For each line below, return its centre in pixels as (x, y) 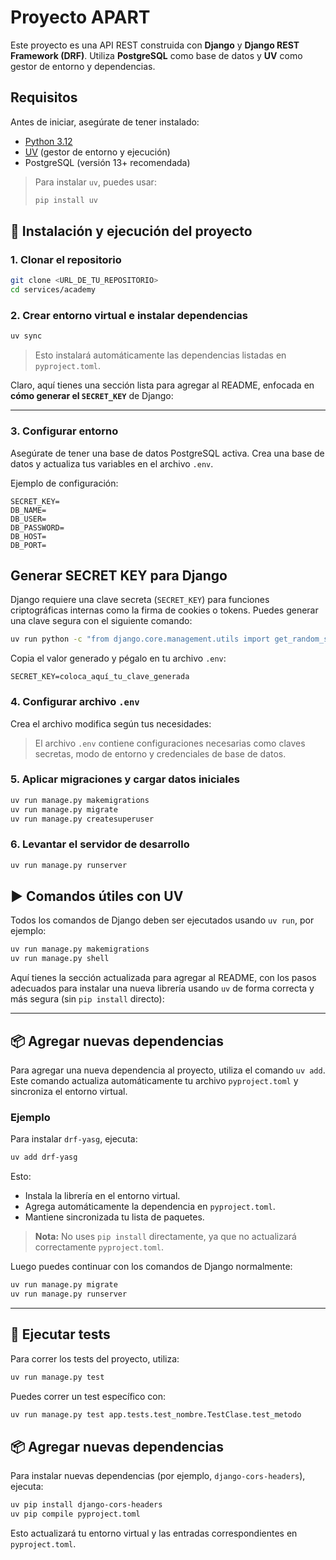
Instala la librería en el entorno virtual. (102, 1196)
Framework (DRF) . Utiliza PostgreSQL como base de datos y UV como (156, 55)
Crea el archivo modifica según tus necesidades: (111, 723)
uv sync (26, 336)
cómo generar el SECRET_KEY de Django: (92, 396)
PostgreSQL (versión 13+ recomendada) (107, 162)
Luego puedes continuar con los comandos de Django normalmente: (151, 1267)
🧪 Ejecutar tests (60, 1334)
